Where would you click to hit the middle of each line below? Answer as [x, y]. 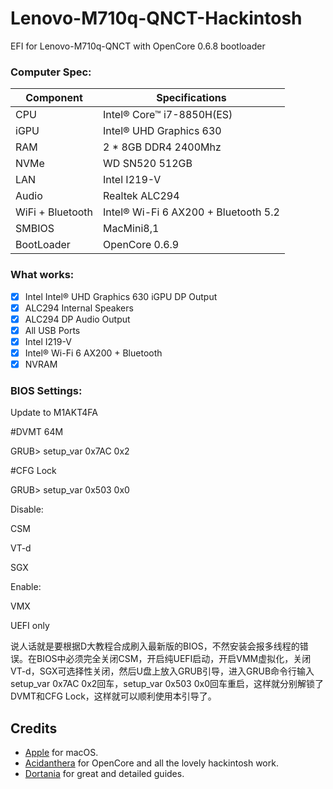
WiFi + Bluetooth [54, 212]
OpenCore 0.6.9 [141, 245]
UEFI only [30, 626]
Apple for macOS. [61, 753]
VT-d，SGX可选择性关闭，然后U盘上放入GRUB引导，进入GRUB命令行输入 [162, 671]
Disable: [27, 509]
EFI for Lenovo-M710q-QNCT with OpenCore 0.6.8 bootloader [138, 46]
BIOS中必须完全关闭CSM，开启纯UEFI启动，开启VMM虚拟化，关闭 [174, 659]
